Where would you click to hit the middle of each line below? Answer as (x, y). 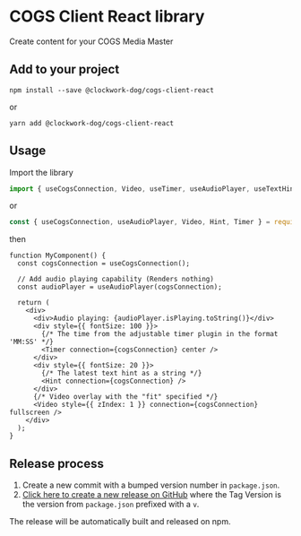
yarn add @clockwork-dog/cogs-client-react (92, 123)
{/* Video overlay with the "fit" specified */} (125, 397)
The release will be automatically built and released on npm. (120, 522)
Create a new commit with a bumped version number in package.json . (151, 485)
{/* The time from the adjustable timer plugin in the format (160, 334)
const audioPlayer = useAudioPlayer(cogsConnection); (120, 287)
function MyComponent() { (57, 256)
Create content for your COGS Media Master (91, 41)
